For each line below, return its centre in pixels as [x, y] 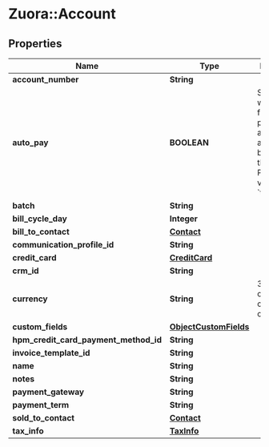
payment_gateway [48, 392]
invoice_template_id [51, 353]
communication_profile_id [63, 245]
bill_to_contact [41, 232]
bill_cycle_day [40, 219]
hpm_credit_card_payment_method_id [87, 340]
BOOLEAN [189, 143]
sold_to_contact [43, 418]
